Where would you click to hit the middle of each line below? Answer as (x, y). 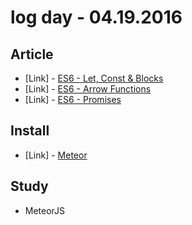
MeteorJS (45, 210)
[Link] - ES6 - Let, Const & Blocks (94, 78)
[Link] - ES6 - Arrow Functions (88, 89)
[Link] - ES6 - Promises (73, 99)
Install (30, 131)
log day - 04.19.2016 (96, 17)
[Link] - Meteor (56, 155)
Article (32, 54)
